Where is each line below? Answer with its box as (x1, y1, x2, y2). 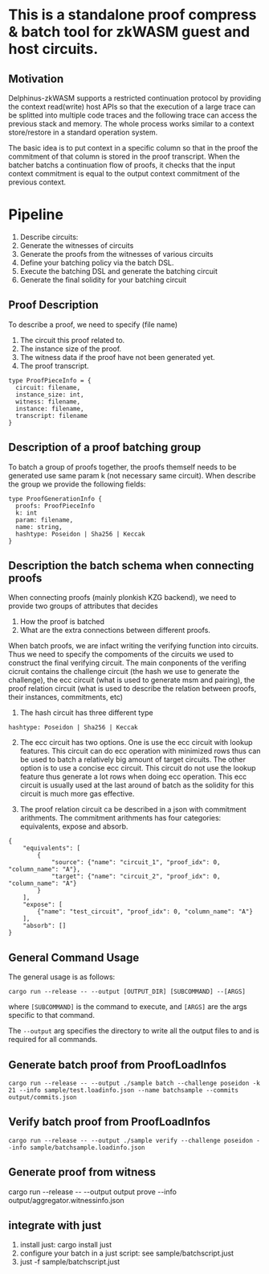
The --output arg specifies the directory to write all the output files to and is (8, 1026, 259, 1036)
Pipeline (8, 205, 64, 224)
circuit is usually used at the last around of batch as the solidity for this (19, 780, 255, 790)
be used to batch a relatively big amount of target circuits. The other (19, 755, 247, 764)
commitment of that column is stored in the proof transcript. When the (8, 151, 240, 161)
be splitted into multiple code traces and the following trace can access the (8, 110, 258, 120)
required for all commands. (8, 1035, 98, 1044)
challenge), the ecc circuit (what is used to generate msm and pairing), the (8, 675, 255, 685)
